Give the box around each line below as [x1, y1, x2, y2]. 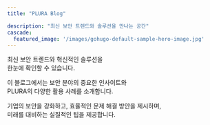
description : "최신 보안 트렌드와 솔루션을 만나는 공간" [7, 22, 149, 30]
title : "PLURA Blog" [7, 10, 67, 17]
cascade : [7, 29, 32, 36]
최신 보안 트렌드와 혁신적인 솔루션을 [7, 55, 103, 64]
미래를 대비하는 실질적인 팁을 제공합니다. [7, 110, 116, 119]
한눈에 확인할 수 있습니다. [7, 64, 76, 73]
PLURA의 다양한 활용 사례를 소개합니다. [7, 87, 114, 95]
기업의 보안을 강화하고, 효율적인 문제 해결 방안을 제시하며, [7, 102, 162, 110]
